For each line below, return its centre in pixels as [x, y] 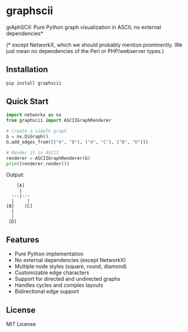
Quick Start [27, 102]
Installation [27, 70]
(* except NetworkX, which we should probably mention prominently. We [94, 45]
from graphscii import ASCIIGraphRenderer [59, 121]
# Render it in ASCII [33, 152]
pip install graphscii [34, 83]
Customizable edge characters [52, 273]
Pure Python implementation [49, 254]
